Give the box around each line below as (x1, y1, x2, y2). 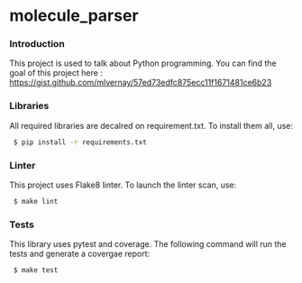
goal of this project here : (9, 68, 104, 78)
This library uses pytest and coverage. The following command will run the (9, 239, 287, 250)
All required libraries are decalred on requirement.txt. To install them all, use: (9, 120, 293, 131)
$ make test (13, 266, 59, 275)
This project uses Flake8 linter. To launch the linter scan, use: (9, 179, 237, 190)
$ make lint (13, 196, 59, 205)
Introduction (9, 38, 65, 50)
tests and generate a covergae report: (9, 249, 151, 260)
